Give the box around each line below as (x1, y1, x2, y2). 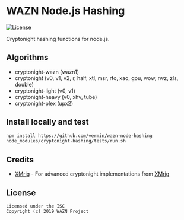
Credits (6, 154, 34, 164)
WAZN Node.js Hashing (6, 4, 125, 18)
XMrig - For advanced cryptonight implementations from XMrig (14, 170, 170, 177)
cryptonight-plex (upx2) (14, 100, 74, 107)
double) (14, 81, 34, 88)
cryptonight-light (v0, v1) (14, 87, 76, 94)
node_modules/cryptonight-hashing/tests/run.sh (6, 138, 126, 144)
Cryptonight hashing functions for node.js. (6, 35, 110, 42)
